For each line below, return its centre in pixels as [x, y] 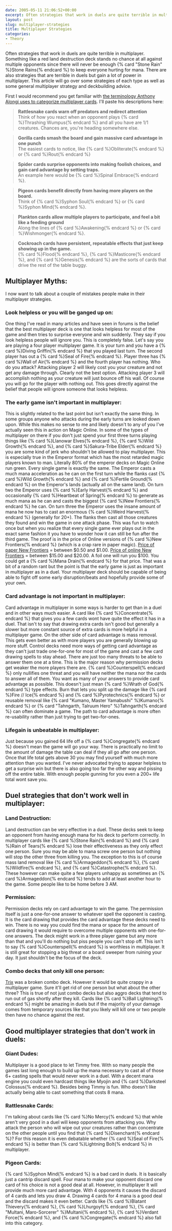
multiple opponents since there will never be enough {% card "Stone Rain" [84, 64]
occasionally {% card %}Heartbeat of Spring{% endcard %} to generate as [84, 495]
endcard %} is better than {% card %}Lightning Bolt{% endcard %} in [79, 1144]
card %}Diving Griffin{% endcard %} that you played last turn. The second [84, 351]
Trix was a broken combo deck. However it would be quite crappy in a [79, 982]
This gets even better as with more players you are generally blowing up [81, 640]
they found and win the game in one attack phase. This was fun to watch [82, 523]
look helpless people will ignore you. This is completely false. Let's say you [84, 340]
